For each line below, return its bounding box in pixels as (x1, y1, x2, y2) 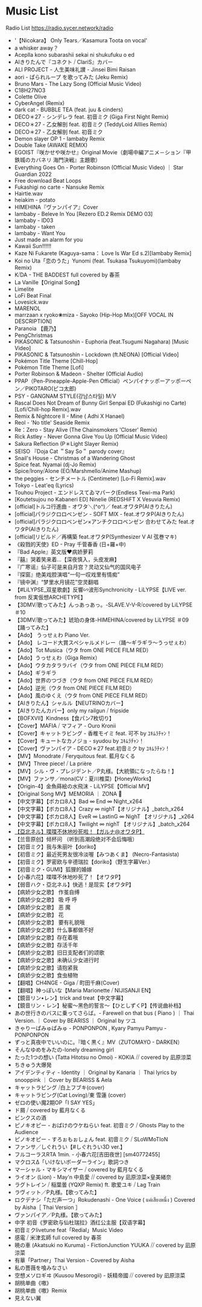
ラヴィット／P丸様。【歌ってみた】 (14, 1188, 100, 1196)
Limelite (14, 285, 34, 293)
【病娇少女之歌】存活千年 (14, 941, 78, 948)
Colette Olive (14, 93, 47, 100)
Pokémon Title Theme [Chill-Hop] (14, 357, 98, 364)
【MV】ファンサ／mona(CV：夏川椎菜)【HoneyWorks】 (14, 775, 154, 782)
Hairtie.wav (14, 189, 43, 197)
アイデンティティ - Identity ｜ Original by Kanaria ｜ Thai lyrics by (14, 1069, 177, 1076)
